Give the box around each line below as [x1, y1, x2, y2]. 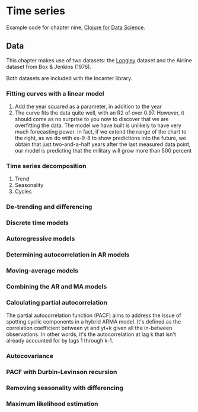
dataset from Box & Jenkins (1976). [6, 63, 92, 70]
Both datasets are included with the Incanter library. [6, 74, 133, 81]
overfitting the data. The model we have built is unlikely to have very [14, 122, 182, 129]
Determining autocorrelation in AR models [6, 251, 130, 259]
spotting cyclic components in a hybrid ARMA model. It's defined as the [6, 318, 181, 325]
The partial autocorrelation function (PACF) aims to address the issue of [6, 312, 182, 319]
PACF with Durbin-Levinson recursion [6, 368, 117, 376]
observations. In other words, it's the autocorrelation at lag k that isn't [6, 331, 177, 338]
